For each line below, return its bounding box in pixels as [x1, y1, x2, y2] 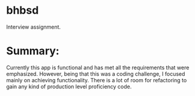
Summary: [6, 44, 60, 58]
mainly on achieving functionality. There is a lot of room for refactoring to [6, 76, 187, 83]
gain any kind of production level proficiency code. [6, 83, 132, 90]
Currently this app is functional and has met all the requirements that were [6, 64, 190, 71]
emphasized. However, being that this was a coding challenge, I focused [6, 70, 185, 78]
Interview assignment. [6, 23, 61, 30]
